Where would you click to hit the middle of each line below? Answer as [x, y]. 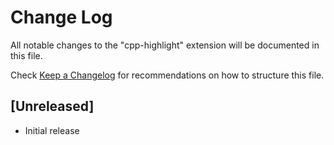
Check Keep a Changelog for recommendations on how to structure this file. [167, 75]
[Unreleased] [52, 106]
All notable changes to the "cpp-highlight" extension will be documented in [165, 45]
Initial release [52, 130]
